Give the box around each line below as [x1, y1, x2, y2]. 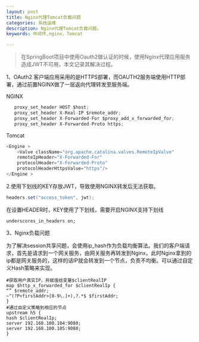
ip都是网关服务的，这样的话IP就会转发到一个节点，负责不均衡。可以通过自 [6, 257, 188, 264]
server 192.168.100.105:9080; [6, 325, 82, 331]
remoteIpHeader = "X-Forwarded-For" [17, 155, 102, 161]
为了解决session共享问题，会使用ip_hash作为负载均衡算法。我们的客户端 [6, 242, 185, 249]
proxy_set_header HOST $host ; [14, 104, 89, 110]
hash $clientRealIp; [6, 315, 58, 321]
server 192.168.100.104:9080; [6, 320, 82, 326]
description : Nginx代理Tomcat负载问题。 [6, 25, 102, 32]
